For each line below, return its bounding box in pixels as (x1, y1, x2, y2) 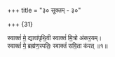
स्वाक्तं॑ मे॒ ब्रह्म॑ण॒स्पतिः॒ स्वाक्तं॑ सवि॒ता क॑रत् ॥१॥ (7, 42, 108, 50)
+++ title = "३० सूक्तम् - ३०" (7, 6, 81, 14)
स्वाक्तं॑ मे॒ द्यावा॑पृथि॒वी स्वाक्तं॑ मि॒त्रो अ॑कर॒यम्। (7, 34, 102, 42)
